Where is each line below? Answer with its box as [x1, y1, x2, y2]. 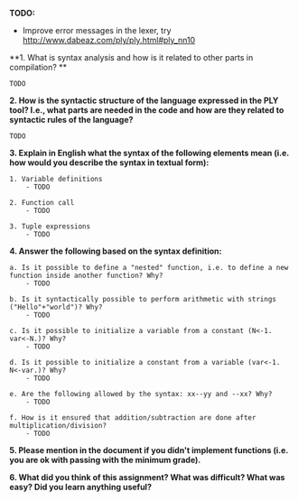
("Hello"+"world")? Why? [9, 302, 103, 311]
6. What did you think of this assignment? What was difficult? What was [9, 472, 285, 482]
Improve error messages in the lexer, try [22, 25, 172, 35]
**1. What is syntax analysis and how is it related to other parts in [9, 52, 254, 62]
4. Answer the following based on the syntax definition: [9, 246, 222, 256]
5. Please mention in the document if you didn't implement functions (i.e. [9, 445, 289, 455]
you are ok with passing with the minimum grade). [9, 455, 201, 465]
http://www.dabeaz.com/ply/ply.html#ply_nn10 [22, 35, 196, 45]
